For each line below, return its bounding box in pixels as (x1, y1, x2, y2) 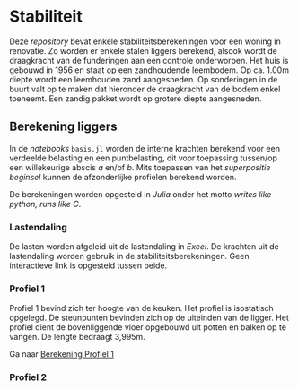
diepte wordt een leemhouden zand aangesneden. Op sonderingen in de (9, 74, 278, 84)
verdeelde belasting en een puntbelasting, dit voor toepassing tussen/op (9, 152, 278, 163)
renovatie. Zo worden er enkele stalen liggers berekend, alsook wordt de (9, 45, 278, 56)
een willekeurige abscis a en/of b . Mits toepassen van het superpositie (9, 161, 271, 172)
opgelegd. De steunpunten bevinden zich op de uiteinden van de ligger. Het (9, 312, 289, 324)
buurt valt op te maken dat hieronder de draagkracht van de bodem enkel (9, 83, 281, 94)
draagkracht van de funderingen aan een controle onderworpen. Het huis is (9, 55, 289, 65)
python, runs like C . (9, 198, 82, 209)
